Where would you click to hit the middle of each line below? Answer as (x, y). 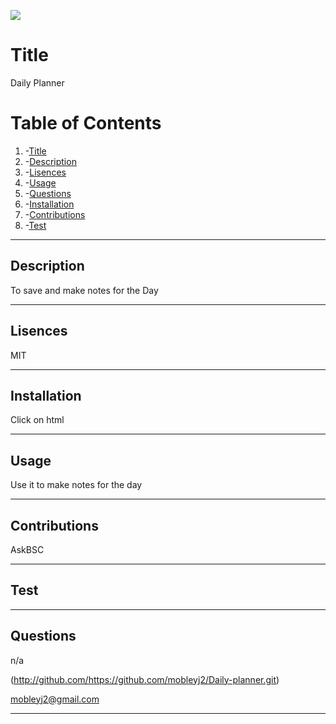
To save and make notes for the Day (84, 290)
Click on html (37, 420)
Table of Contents (86, 123)
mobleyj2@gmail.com (55, 699)
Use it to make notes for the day (76, 485)
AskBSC (27, 549)
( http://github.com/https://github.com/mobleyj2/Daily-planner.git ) (145, 679)
